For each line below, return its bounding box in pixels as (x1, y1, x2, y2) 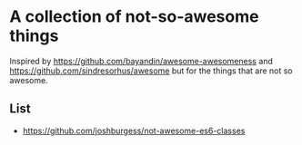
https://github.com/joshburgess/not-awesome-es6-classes (22, 125, 246, 136)
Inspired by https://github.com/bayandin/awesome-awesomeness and (9, 55, 273, 66)
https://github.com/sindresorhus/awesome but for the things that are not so (9, 65, 293, 76)
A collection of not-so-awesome (9, 6, 259, 27)
